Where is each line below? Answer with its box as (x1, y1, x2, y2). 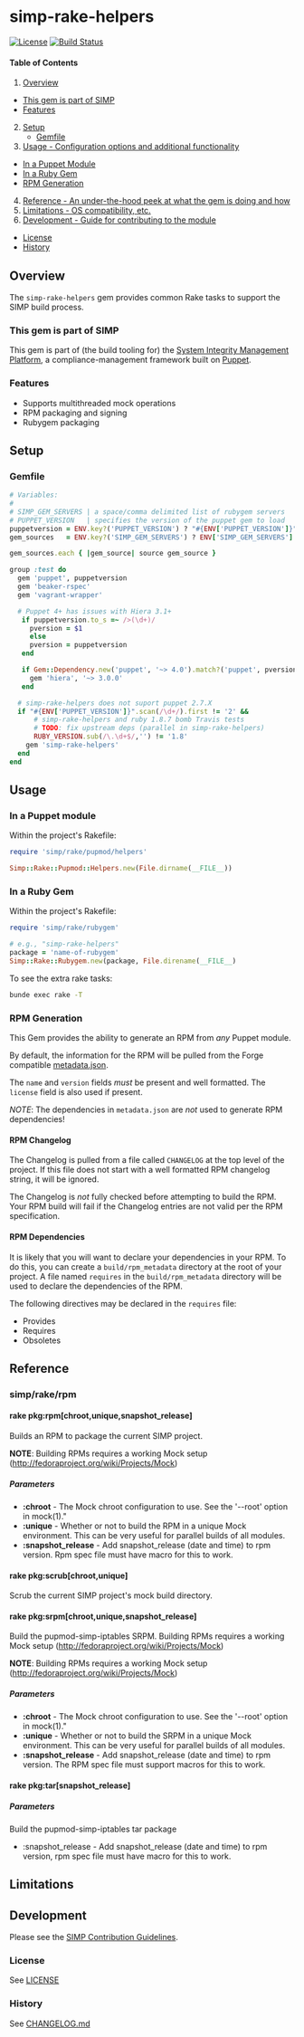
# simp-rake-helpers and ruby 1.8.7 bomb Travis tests (33, 715, 245, 725)
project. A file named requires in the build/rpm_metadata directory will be (9, 1271, 282, 1281)
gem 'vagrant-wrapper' (17, 590, 103, 599)
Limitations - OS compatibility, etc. (22, 205, 151, 216)
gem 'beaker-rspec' (17, 582, 91, 592)
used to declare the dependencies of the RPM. (9, 1280, 183, 1291)
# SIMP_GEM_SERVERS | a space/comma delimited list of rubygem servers (9, 507, 285, 517)
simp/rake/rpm (9, 1387, 77, 1400)
